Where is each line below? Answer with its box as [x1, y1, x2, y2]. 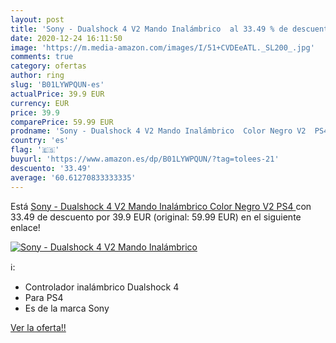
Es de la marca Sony [24, 302, 110, 314]
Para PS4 [24, 291, 64, 303]
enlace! [10, 221, 41, 233]
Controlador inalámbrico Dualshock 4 [24, 281, 180, 293]
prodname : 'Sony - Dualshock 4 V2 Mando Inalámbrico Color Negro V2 [10, 126, 307, 136]
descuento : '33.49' [10, 163, 92, 173]
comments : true [10, 52, 74, 62]
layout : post [10, 14, 65, 25]
